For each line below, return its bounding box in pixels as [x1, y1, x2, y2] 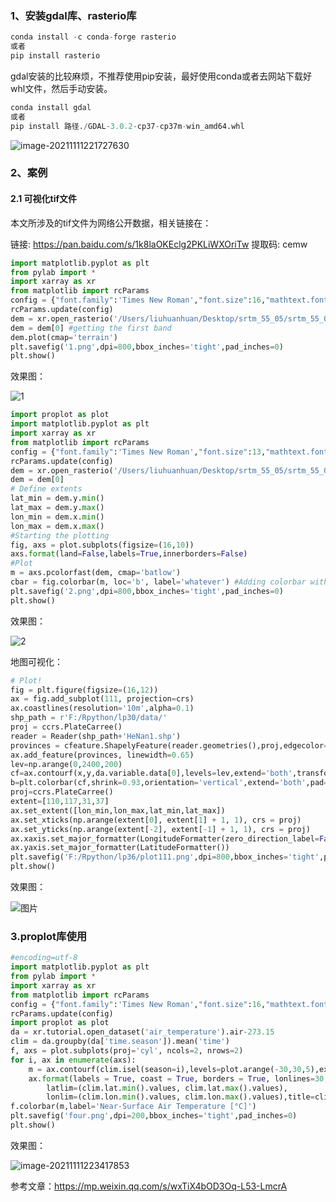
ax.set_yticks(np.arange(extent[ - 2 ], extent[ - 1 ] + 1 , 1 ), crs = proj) [10, 824, 311, 834]
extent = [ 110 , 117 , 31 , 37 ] [10, 797, 110, 807]
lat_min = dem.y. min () [10, 493, 105, 504]
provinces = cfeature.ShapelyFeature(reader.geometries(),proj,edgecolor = [10, 740, 329, 751]
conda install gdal [10, 102, 92, 112]
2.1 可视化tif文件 [10, 193, 78, 205]
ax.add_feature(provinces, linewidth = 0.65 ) [10, 750, 195, 760]
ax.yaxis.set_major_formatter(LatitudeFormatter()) [10, 843, 230, 853]
